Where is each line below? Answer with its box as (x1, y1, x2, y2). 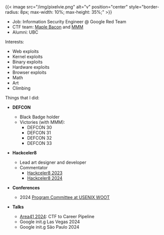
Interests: (5, 39, 25, 45)
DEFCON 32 (27, 135, 52, 141)
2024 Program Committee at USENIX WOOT (19, 194, 110, 200)
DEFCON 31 (27, 130, 51, 136)
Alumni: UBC (12, 29, 39, 35)
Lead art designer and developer (19, 159, 86, 165)
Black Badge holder (19, 114, 60, 120)
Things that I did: (5, 95, 40, 101)
